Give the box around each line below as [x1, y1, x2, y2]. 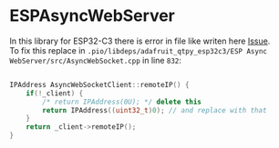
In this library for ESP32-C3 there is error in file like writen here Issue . [9, 35, 271, 46]
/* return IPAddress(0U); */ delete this [42, 97, 202, 106]
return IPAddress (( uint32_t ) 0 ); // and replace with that [42, 105, 267, 114]
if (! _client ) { [26, 88, 84, 98]
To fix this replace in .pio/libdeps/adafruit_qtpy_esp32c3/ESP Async [9, 44, 267, 55]
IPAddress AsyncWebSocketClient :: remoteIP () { [9, 80, 190, 89]
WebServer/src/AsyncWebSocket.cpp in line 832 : [9, 54, 182, 65]
